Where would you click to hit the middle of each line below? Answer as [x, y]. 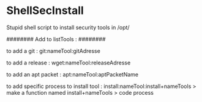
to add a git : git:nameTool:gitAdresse [54, 51]
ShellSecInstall [45, 11]
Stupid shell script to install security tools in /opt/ [68, 27]
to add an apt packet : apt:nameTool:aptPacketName [73, 74]
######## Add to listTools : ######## [56, 39]
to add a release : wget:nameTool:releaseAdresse [69, 63]
